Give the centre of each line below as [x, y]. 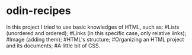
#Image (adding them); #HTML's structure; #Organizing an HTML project [95, 39]
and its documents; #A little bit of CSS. [53, 46]
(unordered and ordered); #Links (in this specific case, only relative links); [96, 33]
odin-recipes [39, 11]
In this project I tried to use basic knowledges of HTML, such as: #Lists [93, 27]
